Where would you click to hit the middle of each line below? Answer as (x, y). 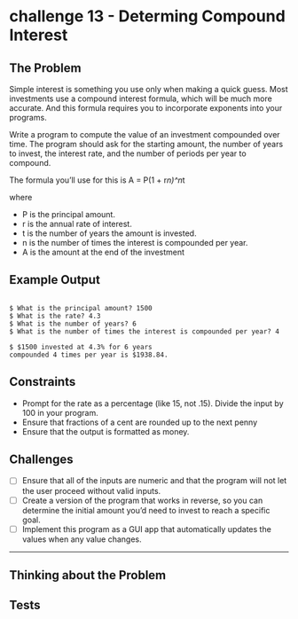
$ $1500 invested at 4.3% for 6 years (81, 347)
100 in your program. (60, 412)
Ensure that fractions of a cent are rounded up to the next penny (140, 422)
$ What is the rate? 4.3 (55, 316)
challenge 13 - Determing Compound (147, 16)
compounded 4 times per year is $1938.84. (89, 355)
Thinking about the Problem (88, 575)
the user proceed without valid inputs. (91, 490)
